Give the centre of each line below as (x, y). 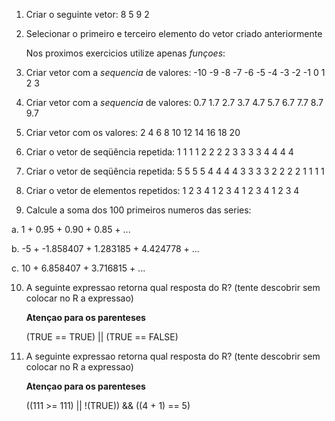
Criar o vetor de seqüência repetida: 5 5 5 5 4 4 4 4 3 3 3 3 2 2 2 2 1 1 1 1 (175, 171)
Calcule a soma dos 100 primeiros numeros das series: (138, 210)
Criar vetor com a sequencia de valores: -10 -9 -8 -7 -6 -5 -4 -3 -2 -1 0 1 (175, 72)
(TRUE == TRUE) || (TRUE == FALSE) (102, 337)
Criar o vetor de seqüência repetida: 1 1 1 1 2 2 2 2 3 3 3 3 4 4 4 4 (159, 152)
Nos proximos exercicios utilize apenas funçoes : (125, 53)
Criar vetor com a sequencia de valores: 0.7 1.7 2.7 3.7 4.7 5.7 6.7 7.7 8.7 (174, 102)
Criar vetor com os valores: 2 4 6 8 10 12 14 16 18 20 (133, 132)
